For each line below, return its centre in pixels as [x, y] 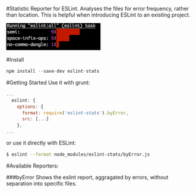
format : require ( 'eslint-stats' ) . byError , [75, 113]
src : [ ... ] [35, 119]
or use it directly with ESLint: [41, 143]
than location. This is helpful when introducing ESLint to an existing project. [98, 15]
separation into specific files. [42, 184]
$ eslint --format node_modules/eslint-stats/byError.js [78, 155]
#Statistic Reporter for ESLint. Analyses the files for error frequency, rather [97, 9]
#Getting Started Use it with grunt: [48, 82]
